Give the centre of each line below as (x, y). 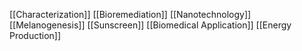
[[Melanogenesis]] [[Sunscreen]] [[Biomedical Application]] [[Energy (150, 25)
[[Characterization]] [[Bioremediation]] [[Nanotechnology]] (130, 14)
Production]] (35, 35)
